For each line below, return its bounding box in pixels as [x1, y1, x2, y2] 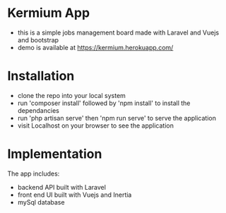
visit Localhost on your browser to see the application [17, 121, 174, 130]
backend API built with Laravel [17, 183, 106, 191]
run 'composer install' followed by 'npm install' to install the [17, 99, 191, 107]
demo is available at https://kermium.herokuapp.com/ [17, 43, 174, 51]
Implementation [7, 146, 102, 162]
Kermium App [7, 5, 90, 21]
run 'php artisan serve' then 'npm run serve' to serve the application [17, 114, 217, 122]
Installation [7, 68, 75, 84]
